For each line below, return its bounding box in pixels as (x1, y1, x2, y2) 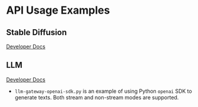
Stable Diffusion (6, 27, 67, 37)
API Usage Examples (6, 4, 110, 17)
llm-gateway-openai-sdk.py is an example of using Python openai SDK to (14, 87, 193, 95)
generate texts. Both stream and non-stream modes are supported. (14, 93, 179, 101)
